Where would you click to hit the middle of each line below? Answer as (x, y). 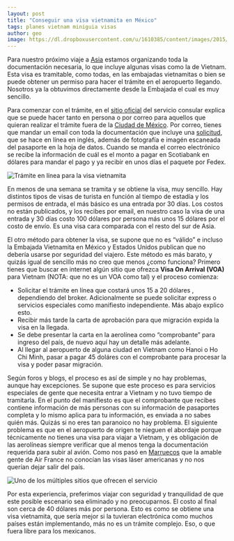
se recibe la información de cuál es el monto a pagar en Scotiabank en (108, 155)
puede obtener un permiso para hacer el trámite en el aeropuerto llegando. (115, 82)
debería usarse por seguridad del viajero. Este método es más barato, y (110, 255)
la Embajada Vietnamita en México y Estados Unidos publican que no (107, 247)
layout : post (26, 14)
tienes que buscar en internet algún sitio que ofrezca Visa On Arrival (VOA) (116, 269)
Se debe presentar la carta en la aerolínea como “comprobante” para (116, 335)
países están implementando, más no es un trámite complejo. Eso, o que (111, 524)
